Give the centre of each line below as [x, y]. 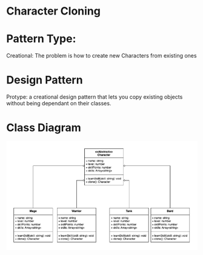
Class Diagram [44, 128]
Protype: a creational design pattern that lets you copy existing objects [95, 97]
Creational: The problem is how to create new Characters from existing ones [101, 56]
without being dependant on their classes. [59, 104]
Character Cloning [54, 11]
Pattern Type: [41, 39]
